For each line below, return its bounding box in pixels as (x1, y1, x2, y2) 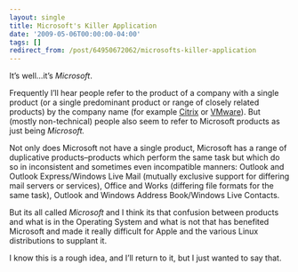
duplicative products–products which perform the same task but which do (9, 152, 280, 163)
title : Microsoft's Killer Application (9, 21, 157, 30)
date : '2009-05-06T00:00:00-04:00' (9, 29, 141, 38)
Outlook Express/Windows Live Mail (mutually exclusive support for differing (9, 171, 290, 182)
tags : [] (9, 37, 42, 47)
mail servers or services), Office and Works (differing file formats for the (9, 180, 274, 191)
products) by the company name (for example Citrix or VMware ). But (9, 107, 261, 117)
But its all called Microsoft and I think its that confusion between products (9, 207, 279, 218)
